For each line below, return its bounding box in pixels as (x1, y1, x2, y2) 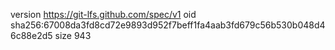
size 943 (54, 30, 92, 41)
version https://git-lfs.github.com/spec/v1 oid (10, 9, 197, 20)
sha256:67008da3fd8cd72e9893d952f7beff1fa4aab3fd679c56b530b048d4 (10, 19, 326, 31)
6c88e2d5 (10, 30, 53, 41)
